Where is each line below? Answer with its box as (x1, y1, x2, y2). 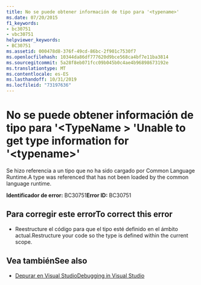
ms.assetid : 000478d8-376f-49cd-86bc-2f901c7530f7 (6, 49, 136, 55)
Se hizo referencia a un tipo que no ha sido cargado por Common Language (6, 167, 195, 174)
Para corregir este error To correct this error (6, 209, 173, 220)
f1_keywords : (6, 20, 39, 26)
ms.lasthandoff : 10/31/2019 (6, 76, 77, 82)
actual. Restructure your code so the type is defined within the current (14, 232, 188, 239)
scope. (14, 238, 33, 246)
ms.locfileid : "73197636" (6, 82, 71, 89)
